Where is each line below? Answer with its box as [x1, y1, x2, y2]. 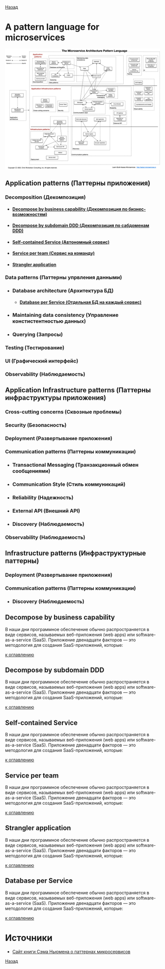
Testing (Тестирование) [5, 344, 65, 351]
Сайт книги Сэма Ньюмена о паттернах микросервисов [12, 948, 131, 954]
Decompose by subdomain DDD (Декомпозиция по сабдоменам [12, 223, 150, 228]
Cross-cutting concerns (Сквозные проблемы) [5, 409, 122, 415]
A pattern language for [5, 22, 100, 33]
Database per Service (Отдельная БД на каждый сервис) [19, 299, 141, 305]
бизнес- [128, 206, 146, 212]
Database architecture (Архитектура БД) [12, 287, 114, 294]
